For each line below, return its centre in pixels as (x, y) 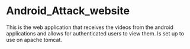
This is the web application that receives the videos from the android (90, 27)
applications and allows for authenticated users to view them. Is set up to (95, 33)
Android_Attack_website (68, 11)
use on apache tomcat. (34, 40)
